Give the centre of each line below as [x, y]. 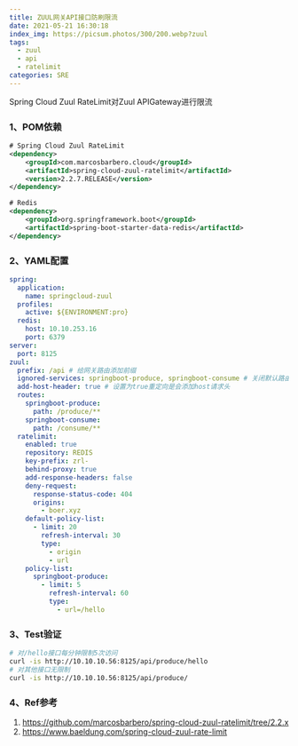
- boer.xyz [61, 511]
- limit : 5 [61, 585]
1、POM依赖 [35, 127]
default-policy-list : [65, 519]
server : [24, 345]
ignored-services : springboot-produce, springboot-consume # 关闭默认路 [151, 378]
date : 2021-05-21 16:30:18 [59, 26]
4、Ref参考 [33, 702]
